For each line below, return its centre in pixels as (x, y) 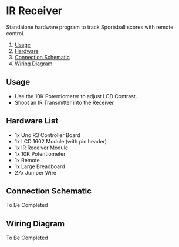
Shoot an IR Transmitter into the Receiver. (65, 102)
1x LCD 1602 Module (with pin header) (61, 141)
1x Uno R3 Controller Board (47, 135)
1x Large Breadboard (40, 166)
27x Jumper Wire (36, 172)
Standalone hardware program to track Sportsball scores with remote (90, 27)
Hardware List (32, 121)
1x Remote (27, 160)
